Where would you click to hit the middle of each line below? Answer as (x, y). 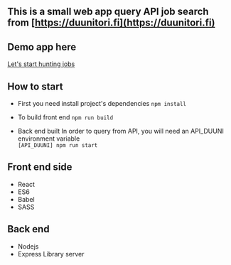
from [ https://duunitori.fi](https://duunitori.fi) (111, 23)
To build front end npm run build (65, 117)
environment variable (49, 139)
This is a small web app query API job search (108, 12)
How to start (35, 86)
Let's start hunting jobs (41, 64)
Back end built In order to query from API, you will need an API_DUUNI (120, 131)
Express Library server (51, 254)
